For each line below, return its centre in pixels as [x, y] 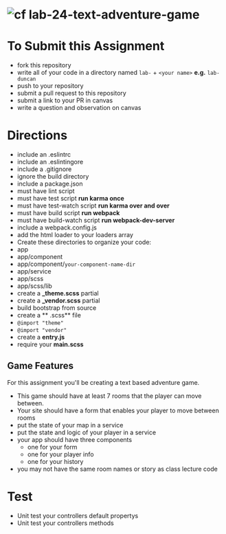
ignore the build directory [53, 177]
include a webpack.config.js [57, 227]
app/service [34, 271]
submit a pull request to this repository [72, 93]
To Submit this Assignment [86, 46]
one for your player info [60, 454]
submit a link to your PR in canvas [65, 100]
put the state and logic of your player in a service [87, 432]
